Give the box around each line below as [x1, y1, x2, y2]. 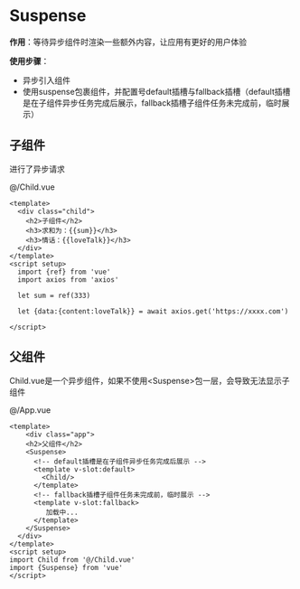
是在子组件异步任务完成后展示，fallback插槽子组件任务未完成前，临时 [22, 97, 282, 108]
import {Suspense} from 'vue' [9, 563, 124, 572]
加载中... [45, 508, 79, 517]
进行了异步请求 [9, 164, 65, 174]
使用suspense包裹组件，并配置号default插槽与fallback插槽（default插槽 [22, 86, 291, 97]
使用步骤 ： [9, 55, 50, 66]
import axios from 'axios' [17, 275, 119, 285]
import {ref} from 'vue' [17, 267, 111, 276]
